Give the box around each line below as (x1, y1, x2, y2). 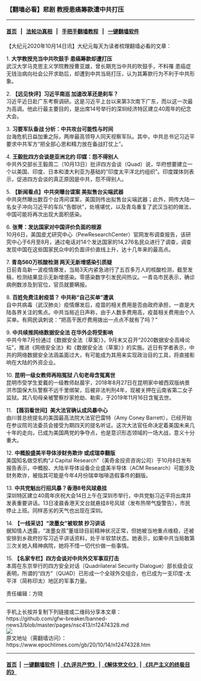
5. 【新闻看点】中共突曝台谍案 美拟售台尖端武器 (6, 188, 124, 195)
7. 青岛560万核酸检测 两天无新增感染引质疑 (6, 259, 112, 266)
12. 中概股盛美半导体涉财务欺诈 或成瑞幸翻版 (6, 449, 115, 456)
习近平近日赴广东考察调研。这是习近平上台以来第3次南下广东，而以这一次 (6, 98, 188, 105)
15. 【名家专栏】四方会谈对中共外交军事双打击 (6, 555, 120, 562)
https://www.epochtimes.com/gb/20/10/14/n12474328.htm (6, 641, 151, 648)
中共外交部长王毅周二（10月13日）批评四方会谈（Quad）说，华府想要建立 (6, 160, 188, 168)
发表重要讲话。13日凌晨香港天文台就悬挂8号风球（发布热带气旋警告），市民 (6, 499, 191, 506)
